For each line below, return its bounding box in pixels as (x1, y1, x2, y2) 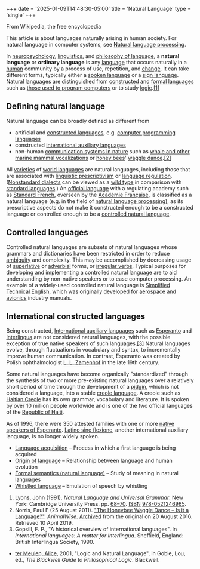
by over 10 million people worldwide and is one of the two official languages (6, 402, 193, 410)
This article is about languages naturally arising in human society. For (6, 35, 177, 41)
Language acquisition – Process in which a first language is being (14, 444, 176, 451)
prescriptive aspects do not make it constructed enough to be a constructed (6, 204, 194, 211)
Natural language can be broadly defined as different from (6, 117, 150, 124)
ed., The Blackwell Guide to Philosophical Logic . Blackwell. (14, 556, 160, 564)
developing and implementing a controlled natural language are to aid (6, 269, 177, 276)
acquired (14, 451, 37, 458)
